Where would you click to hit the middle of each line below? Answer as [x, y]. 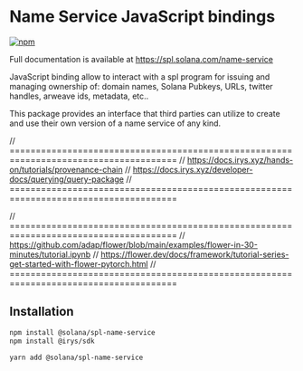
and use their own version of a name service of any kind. [115, 123]
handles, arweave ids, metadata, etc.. [79, 96]
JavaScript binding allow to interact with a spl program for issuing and [140, 76]
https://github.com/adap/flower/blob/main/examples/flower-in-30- [133, 244]
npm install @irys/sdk [52, 341]
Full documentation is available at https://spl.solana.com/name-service [142, 59]
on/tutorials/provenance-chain [66, 169]
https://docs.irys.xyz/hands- [240, 159]
